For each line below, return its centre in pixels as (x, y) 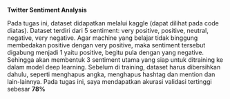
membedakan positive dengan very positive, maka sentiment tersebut (106, 45)
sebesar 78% (27, 89)
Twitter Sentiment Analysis (47, 10)
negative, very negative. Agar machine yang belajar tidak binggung (103, 38)
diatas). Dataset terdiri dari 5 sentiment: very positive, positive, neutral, (108, 31)
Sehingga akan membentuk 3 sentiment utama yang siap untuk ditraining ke (115, 60)
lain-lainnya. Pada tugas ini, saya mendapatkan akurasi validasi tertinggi (109, 81)
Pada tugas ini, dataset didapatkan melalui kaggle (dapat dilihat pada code (113, 23)
